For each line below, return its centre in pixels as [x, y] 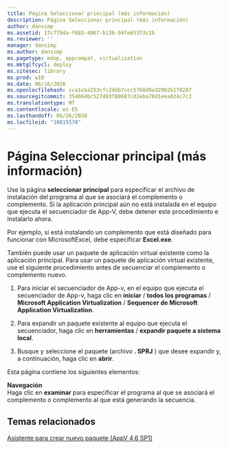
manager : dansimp [32, 45]
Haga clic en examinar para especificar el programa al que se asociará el [111, 393]
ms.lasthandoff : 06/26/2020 [47, 116]
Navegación [25, 385]
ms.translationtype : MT [41, 103]
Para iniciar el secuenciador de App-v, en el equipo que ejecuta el [110, 288]
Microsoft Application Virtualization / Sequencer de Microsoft [107, 303]
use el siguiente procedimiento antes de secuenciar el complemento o [106, 267]
